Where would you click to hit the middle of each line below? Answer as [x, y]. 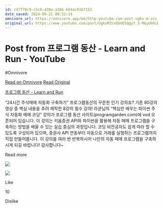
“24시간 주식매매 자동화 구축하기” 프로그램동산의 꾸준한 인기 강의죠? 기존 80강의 [81, 103]
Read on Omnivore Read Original [38, 82]
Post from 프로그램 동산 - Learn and [75, 49]
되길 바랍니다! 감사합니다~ [39, 145]
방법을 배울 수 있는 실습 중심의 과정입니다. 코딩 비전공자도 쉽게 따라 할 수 [86, 127]
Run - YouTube [35, 59]
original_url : [19, 23]
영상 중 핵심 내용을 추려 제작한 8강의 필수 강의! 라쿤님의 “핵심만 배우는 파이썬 [78, 109]
